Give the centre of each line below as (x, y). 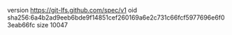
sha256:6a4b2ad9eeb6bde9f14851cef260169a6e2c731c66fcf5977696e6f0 (116, 17)
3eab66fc (21, 25)
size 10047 (52, 25)
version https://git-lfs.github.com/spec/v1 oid (72, 10)
